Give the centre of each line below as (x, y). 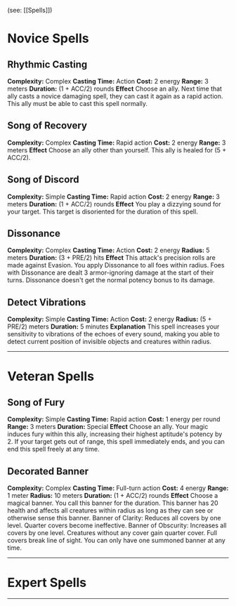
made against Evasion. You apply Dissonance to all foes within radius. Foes (116, 265)
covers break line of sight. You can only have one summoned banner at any (117, 541)
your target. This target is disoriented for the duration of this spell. (103, 211)
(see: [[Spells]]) (30, 10)
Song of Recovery (47, 126)
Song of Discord (43, 179)
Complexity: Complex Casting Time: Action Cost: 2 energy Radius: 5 (109, 250)
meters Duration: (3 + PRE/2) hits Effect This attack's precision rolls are (112, 258)
